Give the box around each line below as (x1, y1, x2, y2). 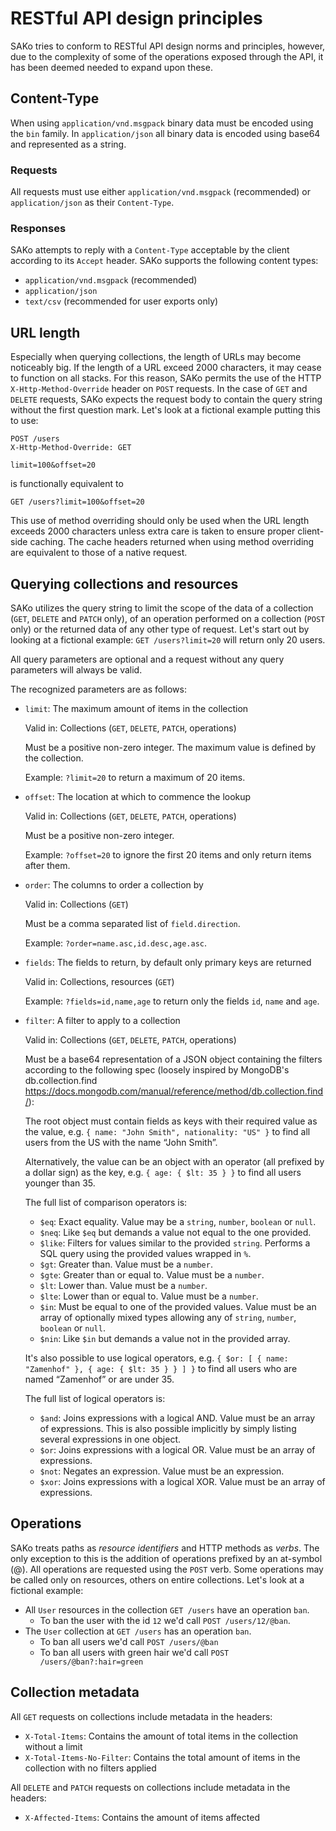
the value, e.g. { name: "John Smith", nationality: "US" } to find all (24, 1125, 311, 1137)
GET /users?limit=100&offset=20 (10, 497, 145, 507)
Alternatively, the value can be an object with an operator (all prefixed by (24, 1155, 325, 1167)
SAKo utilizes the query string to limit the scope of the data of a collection (10, 602, 314, 614)
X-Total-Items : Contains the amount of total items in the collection (24, 1730, 299, 1742)
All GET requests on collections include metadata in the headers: (10, 1710, 273, 1722)
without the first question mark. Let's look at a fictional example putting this (10, 404, 321, 416)
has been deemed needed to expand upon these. (10, 61, 213, 73)
